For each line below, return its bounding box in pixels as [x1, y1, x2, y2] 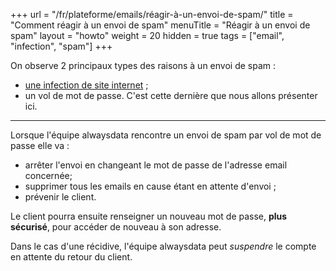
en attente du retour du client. [10, 251, 133, 263]
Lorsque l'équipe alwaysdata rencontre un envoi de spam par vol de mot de [10, 129, 322, 141]
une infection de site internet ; [24, 79, 149, 91]
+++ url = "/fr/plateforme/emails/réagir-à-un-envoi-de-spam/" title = [10, 9, 294, 20]
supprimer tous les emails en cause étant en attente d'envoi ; [24, 180, 277, 192]
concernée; [24, 170, 73, 181]
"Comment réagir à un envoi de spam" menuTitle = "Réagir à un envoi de [10, 19, 311, 31]
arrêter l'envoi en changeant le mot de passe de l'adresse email [24, 159, 288, 171]
